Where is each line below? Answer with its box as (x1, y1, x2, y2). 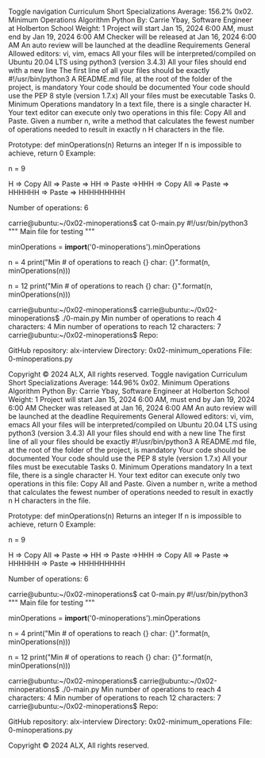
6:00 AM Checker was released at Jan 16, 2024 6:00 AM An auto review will (8, 404, 257, 412)
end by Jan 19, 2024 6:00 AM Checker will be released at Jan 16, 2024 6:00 (8, 32, 257, 41)
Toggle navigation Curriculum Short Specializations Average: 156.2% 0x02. (8, 7, 254, 16)
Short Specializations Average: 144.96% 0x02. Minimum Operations (8, 378, 230, 387)
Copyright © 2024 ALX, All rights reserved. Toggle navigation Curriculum (8, 369, 248, 379)
